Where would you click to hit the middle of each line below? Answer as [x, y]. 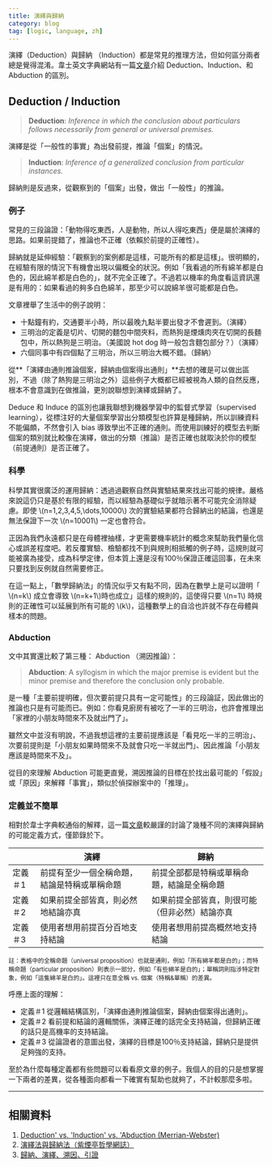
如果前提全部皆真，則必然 [89, 900]
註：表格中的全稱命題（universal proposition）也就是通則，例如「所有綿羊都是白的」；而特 [134, 961]
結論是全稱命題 [196, 885]
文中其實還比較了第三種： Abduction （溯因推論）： [93, 656]
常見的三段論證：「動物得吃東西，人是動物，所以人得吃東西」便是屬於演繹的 [134, 230]
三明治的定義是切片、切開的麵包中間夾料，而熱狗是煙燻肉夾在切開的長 [137, 333]
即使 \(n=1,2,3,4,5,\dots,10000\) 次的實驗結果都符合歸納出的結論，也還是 [143, 510]
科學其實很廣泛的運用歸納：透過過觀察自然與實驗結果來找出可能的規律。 [129, 490]
